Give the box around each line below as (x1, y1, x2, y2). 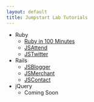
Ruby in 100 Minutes (24, 37, 75, 45)
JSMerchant (24, 69, 55, 77)
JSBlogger (24, 63, 51, 70)
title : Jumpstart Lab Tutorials (6, 14, 88, 21)
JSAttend (24, 43, 47, 51)
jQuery (15, 82, 32, 89)
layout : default (6, 8, 47, 15)
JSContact (24, 76, 51, 83)
